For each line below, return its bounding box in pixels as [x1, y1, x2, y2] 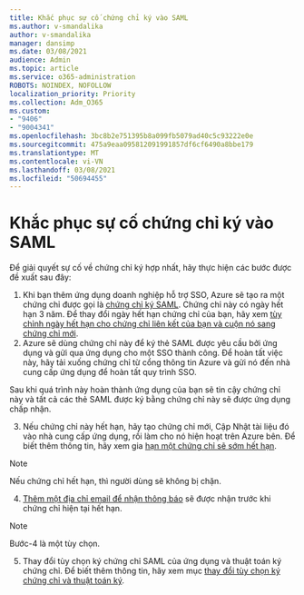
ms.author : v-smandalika [9, 22, 103, 31]
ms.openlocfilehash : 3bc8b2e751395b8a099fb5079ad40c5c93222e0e [9, 132, 254, 141]
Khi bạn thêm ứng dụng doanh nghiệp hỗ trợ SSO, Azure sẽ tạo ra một [22, 290, 285, 301]
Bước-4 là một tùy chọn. [9, 538, 101, 550]
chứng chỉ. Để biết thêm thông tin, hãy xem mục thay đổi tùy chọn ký [22, 565, 281, 577]
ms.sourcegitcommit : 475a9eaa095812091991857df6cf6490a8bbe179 [9, 140, 254, 149]
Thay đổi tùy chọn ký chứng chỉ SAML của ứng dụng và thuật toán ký [22, 556, 282, 567]
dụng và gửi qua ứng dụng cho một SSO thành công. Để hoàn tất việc [22, 347, 283, 359]
